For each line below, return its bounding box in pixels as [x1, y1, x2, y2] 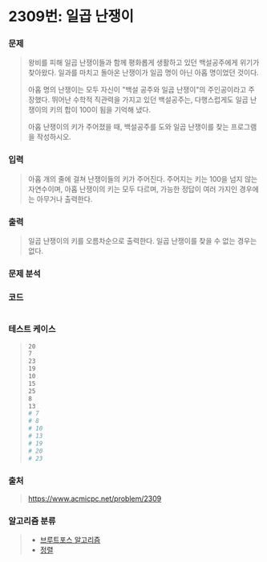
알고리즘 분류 [8, 515, 56, 527]
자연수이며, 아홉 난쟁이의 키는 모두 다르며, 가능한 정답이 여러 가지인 [27, 184, 238, 194]
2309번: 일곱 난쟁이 [8, 7, 134, 26]
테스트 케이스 [8, 323, 56, 334]
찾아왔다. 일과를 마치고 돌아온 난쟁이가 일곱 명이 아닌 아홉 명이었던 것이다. [27, 68, 259, 77]
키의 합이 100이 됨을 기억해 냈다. [49, 105, 152, 115]
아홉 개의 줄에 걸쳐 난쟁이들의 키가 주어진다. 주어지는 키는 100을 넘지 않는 [27, 174, 258, 183]
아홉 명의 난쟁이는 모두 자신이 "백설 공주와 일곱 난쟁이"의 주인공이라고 [27, 85, 247, 95]
